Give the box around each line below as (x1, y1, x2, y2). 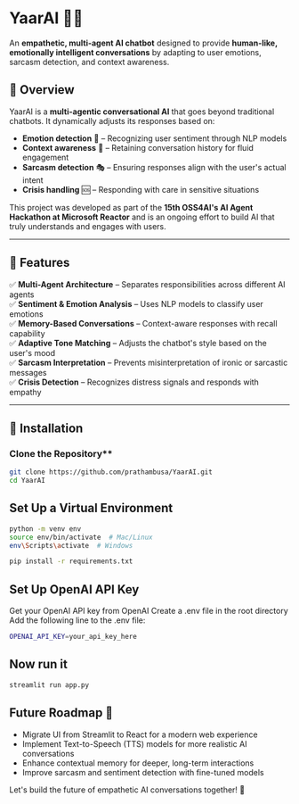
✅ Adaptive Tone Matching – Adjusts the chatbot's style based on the (9, 337, 267, 348)
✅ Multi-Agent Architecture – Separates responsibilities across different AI (9, 278, 287, 289)
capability (9, 327, 46, 338)
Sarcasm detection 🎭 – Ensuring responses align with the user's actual (21, 162, 287, 172)
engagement (21, 152, 69, 162)
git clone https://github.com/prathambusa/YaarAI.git (9, 468, 214, 477)
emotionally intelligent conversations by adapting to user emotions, (9, 46, 262, 57)
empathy (9, 386, 42, 397)
